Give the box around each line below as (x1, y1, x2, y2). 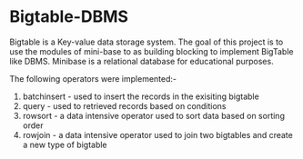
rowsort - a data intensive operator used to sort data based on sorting (22, 110, 285, 121)
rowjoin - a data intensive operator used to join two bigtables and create (22, 129, 293, 140)
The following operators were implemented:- (9, 73, 177, 84)
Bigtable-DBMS (9, 6, 129, 27)
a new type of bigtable (22, 139, 107, 150)
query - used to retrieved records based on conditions (22, 100, 227, 111)
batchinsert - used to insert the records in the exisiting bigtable (22, 91, 259, 102)
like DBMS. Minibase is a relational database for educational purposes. (9, 55, 275, 66)
